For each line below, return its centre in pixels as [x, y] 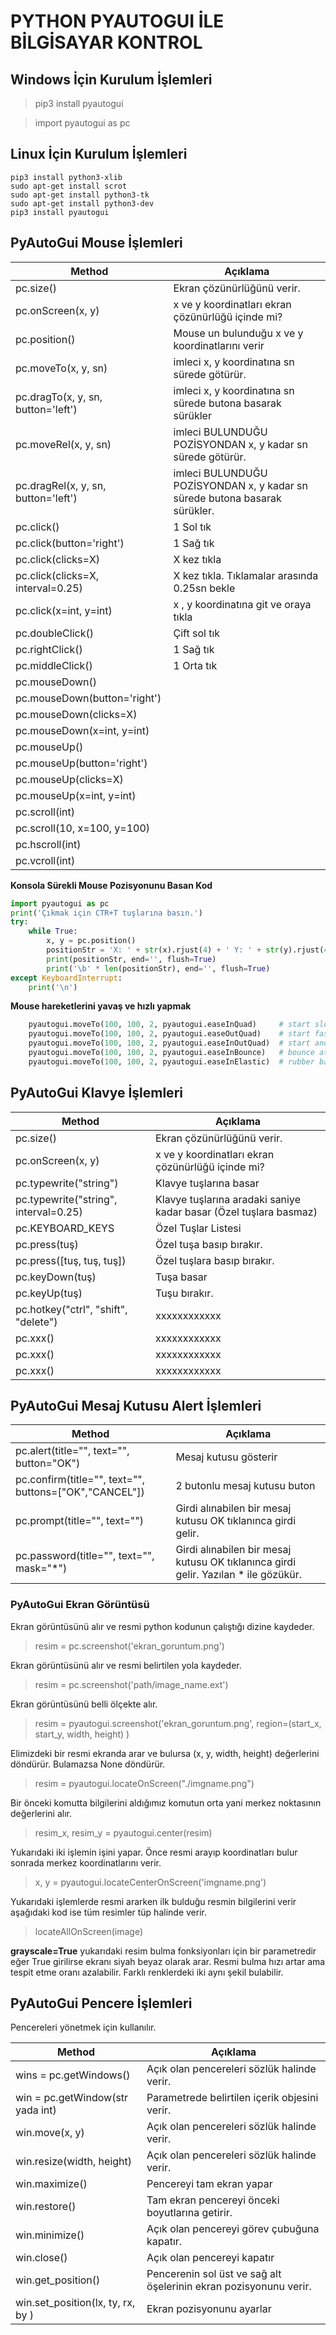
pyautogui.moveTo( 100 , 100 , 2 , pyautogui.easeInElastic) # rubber [171, 1061]
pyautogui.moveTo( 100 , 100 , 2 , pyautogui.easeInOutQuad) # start [169, 1043]
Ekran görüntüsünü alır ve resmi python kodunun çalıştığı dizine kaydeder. [162, 1626]
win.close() [41, 2258]
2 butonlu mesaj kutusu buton [245, 1486]
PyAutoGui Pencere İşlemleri [101, 2003]
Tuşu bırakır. [184, 1293]
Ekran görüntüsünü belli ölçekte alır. [84, 1704]
